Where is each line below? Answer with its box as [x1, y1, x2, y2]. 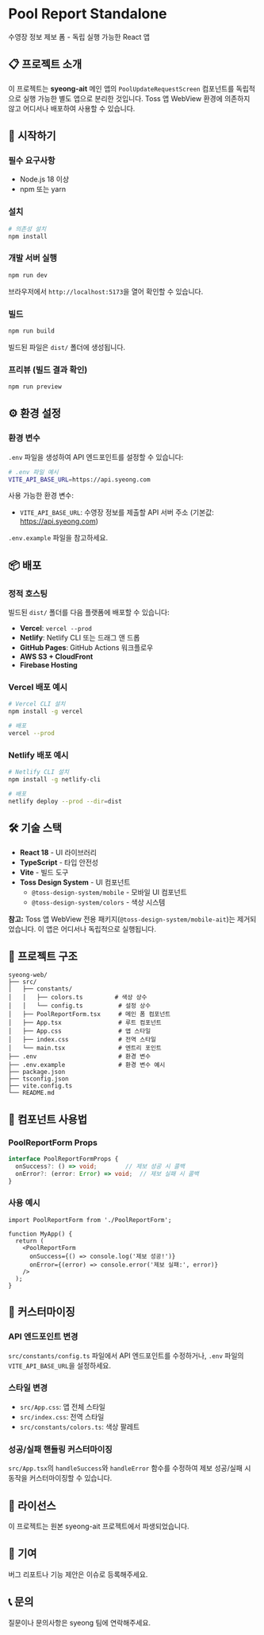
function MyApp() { [8, 1230, 73, 1238]
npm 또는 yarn [19, 185, 66, 194]
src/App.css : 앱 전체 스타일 [19, 1402, 105, 1411]
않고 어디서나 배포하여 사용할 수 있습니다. [8, 103, 136, 113]
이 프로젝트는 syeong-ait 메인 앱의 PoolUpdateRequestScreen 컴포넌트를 [8, 84, 235, 93]
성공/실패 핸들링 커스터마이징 [8, 1443, 113, 1454]
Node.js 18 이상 [19, 174, 70, 184]
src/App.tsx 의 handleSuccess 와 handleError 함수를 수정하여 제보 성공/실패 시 [8, 1463, 251, 1473]
